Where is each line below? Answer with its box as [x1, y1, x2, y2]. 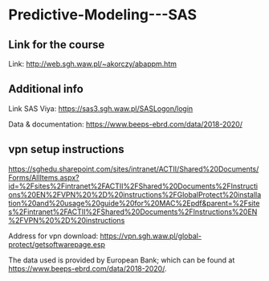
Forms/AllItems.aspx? [8, 172, 79, 182]
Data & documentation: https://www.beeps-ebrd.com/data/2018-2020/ [8, 119, 243, 129]
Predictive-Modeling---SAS [8, 6, 198, 24]
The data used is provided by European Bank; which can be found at [8, 255, 235, 265]
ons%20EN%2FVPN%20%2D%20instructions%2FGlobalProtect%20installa [8, 189, 262, 199]
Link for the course [8, 38, 105, 52]
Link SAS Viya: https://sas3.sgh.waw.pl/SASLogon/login [8, 103, 194, 114]
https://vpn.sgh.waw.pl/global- [100, 231, 202, 241]
